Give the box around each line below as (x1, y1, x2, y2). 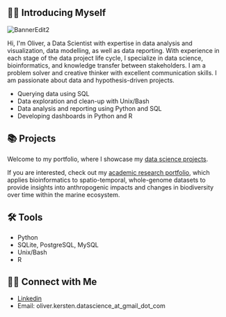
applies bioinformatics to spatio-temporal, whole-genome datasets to (7, 176, 207, 184)
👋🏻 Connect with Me (7, 276, 97, 288)
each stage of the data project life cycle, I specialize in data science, (7, 54, 204, 62)
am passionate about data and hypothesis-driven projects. (7, 76, 175, 84)
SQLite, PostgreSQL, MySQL (17, 241, 99, 249)
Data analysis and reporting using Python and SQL (17, 104, 162, 112)
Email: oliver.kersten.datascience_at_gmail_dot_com (17, 302, 166, 310)
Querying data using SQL (17, 89, 90, 98)
